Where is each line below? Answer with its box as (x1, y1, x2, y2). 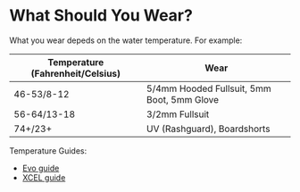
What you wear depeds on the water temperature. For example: (9, 35, 243, 46)
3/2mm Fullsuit (146, 108, 210, 121)
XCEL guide (21, 171, 66, 183)
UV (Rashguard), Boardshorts (146, 122, 271, 135)
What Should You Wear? (9, 5, 194, 26)
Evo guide (21, 163, 60, 173)
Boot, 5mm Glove (146, 93, 220, 105)
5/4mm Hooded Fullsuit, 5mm (146, 82, 272, 95)
